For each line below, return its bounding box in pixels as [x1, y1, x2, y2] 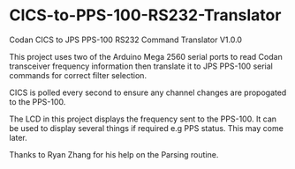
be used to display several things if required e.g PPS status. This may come [9, 122, 284, 133]
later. [9, 132, 28, 143]
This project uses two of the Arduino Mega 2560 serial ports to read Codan [9, 51, 283, 62]
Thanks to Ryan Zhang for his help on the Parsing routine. [9, 149, 219, 159]
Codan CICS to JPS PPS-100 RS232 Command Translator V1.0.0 [9, 34, 243, 45]
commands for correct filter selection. [9, 70, 147, 80]
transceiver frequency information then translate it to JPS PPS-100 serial [9, 61, 274, 71]
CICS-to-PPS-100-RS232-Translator [9, 5, 282, 26]
